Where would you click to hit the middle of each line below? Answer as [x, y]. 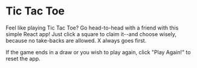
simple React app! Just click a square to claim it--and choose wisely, [91, 34]
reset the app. [23, 58]
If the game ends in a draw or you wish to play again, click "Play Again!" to [98, 52]
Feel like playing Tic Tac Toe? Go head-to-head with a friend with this [92, 28]
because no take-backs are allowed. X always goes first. [76, 40]
